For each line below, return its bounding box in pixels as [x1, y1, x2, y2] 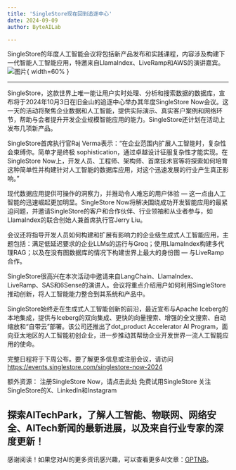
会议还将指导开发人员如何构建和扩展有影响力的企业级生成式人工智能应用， [7, 230, 223, 240]
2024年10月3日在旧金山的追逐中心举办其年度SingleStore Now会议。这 [25, 98, 229, 106]
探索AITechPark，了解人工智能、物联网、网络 [7, 409, 207, 421]
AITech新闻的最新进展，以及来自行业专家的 [25, 422, 214, 434]
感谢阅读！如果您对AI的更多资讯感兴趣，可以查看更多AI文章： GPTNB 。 [7, 455, 213, 464]
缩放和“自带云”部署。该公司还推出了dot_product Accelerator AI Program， [7, 322, 223, 331]
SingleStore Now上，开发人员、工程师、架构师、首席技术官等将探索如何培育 [7, 156, 228, 166]
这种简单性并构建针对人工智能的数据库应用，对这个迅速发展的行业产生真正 [7, 166, 223, 174]
